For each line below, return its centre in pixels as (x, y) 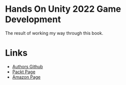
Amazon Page (26, 77)
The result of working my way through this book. (54, 33)
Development (33, 19)
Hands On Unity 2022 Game (63, 9)
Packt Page (24, 72)
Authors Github (27, 66)
